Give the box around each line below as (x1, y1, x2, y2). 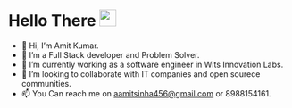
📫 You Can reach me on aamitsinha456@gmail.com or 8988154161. (21, 87, 271, 98)
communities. (21, 78, 72, 88)
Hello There (8, 11, 96, 31)
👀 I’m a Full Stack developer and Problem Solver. (21, 49, 200, 60)
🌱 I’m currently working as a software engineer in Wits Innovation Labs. (21, 59, 284, 70)
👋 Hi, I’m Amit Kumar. (21, 40, 99, 51)
